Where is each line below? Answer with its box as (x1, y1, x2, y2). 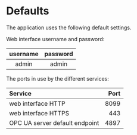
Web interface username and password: (6, 35, 105, 42)
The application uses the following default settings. (6, 24, 132, 31)
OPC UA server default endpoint (9, 118, 99, 127)
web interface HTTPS (9, 109, 70, 117)
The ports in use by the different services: (6, 75, 109, 82)
